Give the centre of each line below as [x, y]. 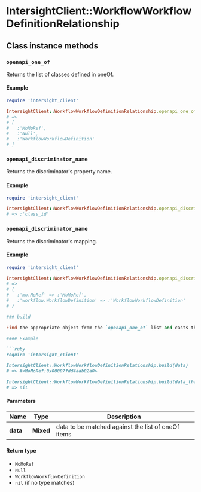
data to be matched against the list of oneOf [118, 427]
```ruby [16, 349]
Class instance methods [52, 46]
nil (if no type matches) [45, 483]
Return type [22, 450]
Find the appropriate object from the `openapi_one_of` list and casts [97, 328]
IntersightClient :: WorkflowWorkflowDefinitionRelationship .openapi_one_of [101, 111]
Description [124, 417]
